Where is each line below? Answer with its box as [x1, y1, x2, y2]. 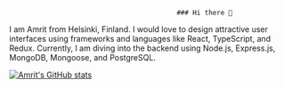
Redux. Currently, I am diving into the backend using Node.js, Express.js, [9, 43, 276, 53]
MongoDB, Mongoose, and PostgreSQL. [9, 52, 156, 62]
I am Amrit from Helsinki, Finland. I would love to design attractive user [9, 24, 269, 35]
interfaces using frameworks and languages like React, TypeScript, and [9, 34, 272, 44]
